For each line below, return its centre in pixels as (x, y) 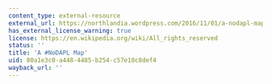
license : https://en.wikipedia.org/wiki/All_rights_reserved (113, 38)
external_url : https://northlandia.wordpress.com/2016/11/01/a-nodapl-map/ (138, 23)
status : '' (27, 46)
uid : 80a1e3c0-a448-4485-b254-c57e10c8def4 (83, 61)
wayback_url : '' (35, 68)
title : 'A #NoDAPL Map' (48, 53)
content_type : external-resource (65, 16)
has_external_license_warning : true (70, 30)
